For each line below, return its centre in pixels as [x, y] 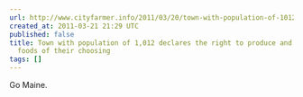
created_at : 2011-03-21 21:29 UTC [74, 26]
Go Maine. [28, 85]
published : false [42, 34]
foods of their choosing [64, 51]
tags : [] [26, 59]
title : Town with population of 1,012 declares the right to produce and [151, 43]
